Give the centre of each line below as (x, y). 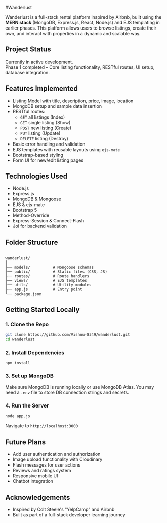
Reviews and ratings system (42, 471)
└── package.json (24, 294)
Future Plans (26, 442)
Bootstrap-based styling (38, 155)
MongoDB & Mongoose (37, 199)
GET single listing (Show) (45, 122)
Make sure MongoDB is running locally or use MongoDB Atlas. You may (80, 387)
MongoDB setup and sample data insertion (57, 106)
